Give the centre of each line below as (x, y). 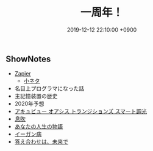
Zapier (23, 74)
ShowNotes (28, 59)
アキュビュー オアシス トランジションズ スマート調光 (81, 111)
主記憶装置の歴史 (36, 96)
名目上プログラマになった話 (49, 88)
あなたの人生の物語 (39, 127)
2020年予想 (29, 104)
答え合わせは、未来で (41, 142)
